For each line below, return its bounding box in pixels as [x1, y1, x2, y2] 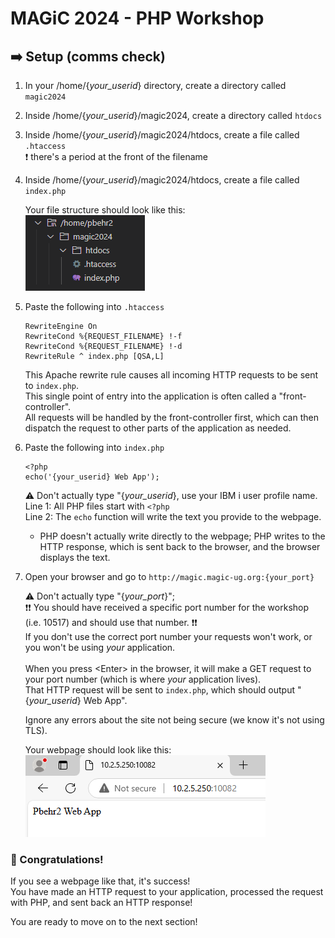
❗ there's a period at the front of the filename [24, 151, 208, 162]
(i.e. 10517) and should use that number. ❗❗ [24, 617, 198, 628]
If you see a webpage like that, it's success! [10, 875, 191, 887]
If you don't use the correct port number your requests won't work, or [24, 631, 313, 642]
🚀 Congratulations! [10, 852, 104, 866]
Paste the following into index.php [24, 442, 165, 453]
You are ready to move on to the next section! [10, 916, 198, 928]
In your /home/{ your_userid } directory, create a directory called [24, 80, 287, 91]
